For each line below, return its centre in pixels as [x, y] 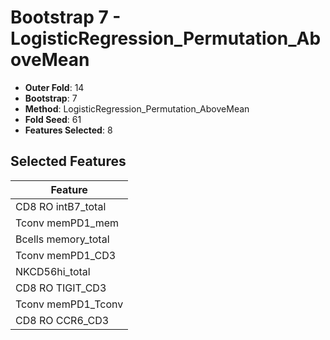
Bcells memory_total [62, 239]
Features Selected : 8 [68, 130]
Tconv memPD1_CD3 [66, 255]
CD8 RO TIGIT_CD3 [61, 288]
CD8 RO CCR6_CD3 [62, 320]
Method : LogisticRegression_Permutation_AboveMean [137, 108]
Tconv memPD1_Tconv [69, 304]
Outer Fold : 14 [54, 87]
